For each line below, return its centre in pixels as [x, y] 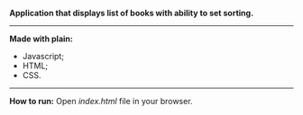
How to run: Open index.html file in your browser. [101, 101]
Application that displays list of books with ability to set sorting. [132, 13]
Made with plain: [41, 39]
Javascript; [43, 56]
